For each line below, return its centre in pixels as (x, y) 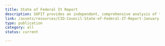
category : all (20, 28)
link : (11, 18)
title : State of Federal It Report (41, 9)
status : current (22, 32)
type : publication (24, 23)
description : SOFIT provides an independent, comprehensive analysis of (81, 14)
